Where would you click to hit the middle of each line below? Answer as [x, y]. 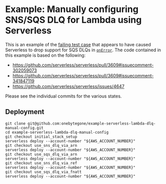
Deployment [25, 112]
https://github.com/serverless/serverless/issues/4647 [68, 86]
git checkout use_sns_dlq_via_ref [41, 163]
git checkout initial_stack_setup [41, 137]
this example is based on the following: [45, 55]
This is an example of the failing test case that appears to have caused [78, 44]
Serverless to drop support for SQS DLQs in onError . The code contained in [83, 50]
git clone [16, 123]
